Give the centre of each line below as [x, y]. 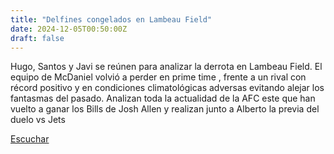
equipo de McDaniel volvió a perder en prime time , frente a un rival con [158, 77]
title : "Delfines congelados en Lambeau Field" [111, 19]
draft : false [37, 38]
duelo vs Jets [38, 120]
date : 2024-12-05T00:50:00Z [69, 29]
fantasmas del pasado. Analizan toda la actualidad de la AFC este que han [163, 98]
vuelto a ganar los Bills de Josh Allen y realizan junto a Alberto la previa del [165, 109]
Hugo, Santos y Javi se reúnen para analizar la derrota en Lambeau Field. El [166, 67]
